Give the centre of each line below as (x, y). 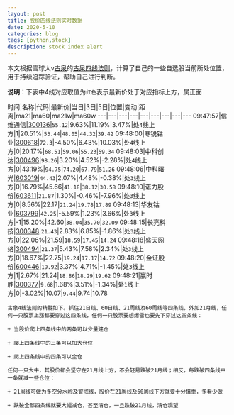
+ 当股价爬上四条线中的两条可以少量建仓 (58, 329)
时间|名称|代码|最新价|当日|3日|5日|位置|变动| (73, 107)
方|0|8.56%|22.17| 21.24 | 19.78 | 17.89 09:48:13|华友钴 (83, 204)
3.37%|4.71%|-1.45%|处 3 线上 (102, 266)
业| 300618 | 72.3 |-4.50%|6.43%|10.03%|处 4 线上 (77, 142)
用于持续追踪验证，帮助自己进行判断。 (63, 77)
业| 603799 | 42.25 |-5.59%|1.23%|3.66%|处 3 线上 (76, 213)
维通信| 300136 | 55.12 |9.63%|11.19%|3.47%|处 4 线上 (81, 124)
